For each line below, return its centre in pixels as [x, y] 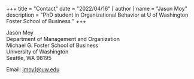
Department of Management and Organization [63, 39]
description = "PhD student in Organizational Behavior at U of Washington [97, 15]
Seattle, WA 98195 [29, 58]
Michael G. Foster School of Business [52, 45]
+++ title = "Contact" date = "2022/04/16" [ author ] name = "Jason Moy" [97, 9]
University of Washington [37, 52]
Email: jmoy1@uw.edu [33, 69]
